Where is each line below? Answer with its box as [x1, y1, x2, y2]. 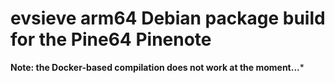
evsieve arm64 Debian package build [10, 7, 326, 30]
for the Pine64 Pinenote [10, 28, 212, 51]
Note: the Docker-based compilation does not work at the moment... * [10, 61, 305, 73]
